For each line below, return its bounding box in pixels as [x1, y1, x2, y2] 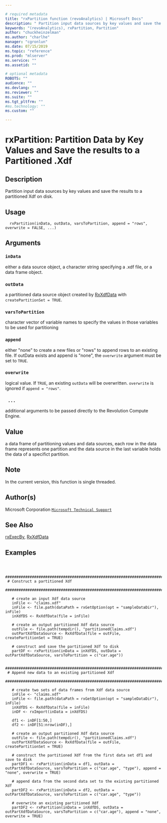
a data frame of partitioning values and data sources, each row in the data [5, 440, 157, 446]
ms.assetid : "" [5, 63, 37, 68]
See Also [5, 520, 33, 529]
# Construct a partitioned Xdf [7, 579, 72, 584]
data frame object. [5, 269, 43, 275]
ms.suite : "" [5, 94, 32, 99]
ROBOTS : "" [5, 76, 28, 81]
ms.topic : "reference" [5, 48, 52, 54]
